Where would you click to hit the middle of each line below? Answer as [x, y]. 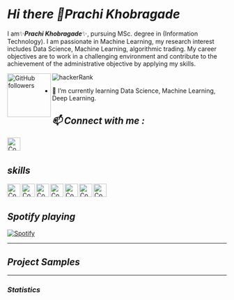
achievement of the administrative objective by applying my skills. [102, 63]
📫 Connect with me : [98, 121]
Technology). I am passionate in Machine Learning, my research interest [111, 41]
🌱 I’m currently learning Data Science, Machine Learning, [134, 91]
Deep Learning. [74, 98]
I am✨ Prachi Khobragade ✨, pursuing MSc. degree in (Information [103, 33]
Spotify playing [41, 217]
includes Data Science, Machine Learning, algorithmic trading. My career [112, 49]
